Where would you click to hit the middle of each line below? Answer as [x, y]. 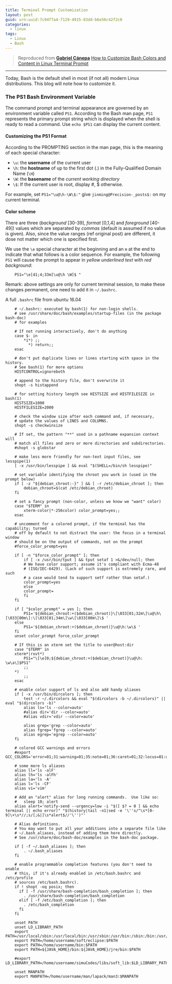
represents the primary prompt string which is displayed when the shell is [83, 119]
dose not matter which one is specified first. [52, 239]
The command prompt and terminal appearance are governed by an [77, 108]
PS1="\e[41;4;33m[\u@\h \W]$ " [48, 275]
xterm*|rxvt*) [29, 654]
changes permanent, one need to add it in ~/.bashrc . [61, 290]
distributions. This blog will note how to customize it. [61, 83]
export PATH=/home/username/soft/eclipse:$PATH [66, 941]
